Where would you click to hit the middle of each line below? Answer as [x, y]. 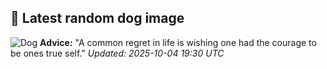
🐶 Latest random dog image [97, 18]
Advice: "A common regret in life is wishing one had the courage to [178, 42]
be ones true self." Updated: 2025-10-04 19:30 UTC [117, 53]
